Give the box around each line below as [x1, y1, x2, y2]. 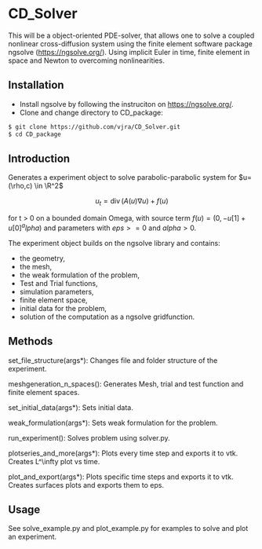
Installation [8, 79, 64, 92]
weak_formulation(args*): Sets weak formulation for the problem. [8, 418, 218, 427]
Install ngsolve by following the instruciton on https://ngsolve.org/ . [19, 99, 234, 108]
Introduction [8, 152, 71, 165]
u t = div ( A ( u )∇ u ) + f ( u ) [95, 196, 169, 208]
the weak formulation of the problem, [19, 270, 140, 280]
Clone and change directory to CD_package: [19, 108, 163, 117]
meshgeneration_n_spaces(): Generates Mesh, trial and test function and [8, 379, 244, 389]
